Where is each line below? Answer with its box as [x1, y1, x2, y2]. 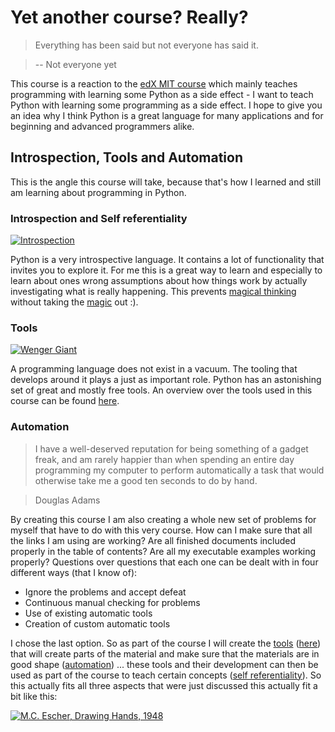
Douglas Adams [34, 494, 101, 506]
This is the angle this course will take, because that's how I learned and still [10, 176, 322, 188]
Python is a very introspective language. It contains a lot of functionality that [10, 254, 325, 266]
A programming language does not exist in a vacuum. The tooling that [10, 363, 298, 375]
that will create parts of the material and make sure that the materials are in [10, 647, 320, 660]
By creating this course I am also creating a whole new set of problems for [10, 513, 317, 525]
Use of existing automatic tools [24, 607, 153, 619]
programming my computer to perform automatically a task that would [34, 464, 325, 476]
